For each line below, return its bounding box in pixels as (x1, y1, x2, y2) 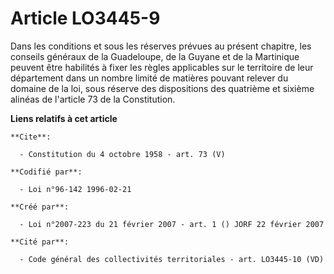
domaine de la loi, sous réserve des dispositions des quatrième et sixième (10, 82, 315, 94)
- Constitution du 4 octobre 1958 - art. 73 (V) (19, 149, 226, 159)
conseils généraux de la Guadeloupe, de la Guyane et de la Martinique (10, 50, 300, 62)
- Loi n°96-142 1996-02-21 (19, 184, 132, 194)
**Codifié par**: (10, 167, 83, 177)
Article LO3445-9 (10, 7, 161, 30)
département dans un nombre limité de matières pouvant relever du (10, 72, 289, 84)
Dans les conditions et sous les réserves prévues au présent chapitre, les (10, 40, 312, 52)
